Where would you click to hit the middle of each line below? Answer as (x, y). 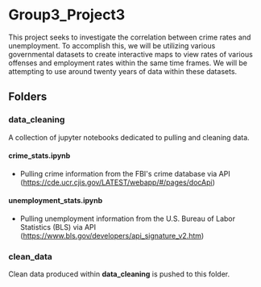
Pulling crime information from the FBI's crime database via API (125, 173)
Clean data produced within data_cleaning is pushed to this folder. (119, 274)
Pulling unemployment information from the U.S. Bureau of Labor (128, 218)
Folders (28, 97)
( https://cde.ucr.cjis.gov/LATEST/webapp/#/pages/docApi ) (118, 182)
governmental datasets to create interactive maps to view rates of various (131, 54)
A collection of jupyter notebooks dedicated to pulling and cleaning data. (129, 137)
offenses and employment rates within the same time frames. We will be (128, 63)
